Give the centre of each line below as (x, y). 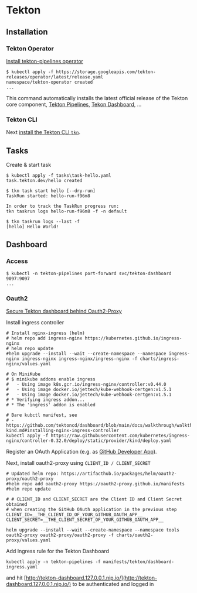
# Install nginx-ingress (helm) (45, 333)
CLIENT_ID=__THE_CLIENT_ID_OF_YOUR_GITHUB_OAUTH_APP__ (74, 515)
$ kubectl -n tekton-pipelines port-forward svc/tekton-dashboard (89, 273)
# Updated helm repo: (33, 474)
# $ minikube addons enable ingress (51, 379)
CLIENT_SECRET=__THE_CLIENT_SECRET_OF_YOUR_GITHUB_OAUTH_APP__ (85, 520)
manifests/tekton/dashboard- (139, 562)
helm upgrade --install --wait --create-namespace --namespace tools (93, 530)
